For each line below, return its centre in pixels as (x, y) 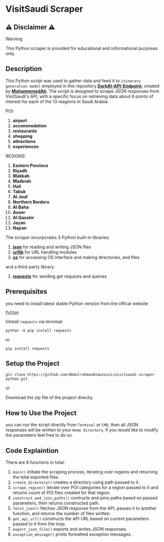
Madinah (22, 181)
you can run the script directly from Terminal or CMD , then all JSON (72, 425)
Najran (20, 228)
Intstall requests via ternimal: (34, 321)
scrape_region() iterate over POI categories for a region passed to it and (85, 488)
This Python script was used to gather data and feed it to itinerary (73, 81)
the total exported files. (36, 477)
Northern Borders (31, 202)
